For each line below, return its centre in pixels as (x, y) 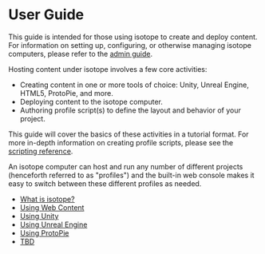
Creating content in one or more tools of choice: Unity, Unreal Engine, (134, 85)
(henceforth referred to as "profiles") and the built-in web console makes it (131, 175)
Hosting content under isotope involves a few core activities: (108, 69)
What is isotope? (47, 199)
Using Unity (39, 216)
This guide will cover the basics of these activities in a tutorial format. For (129, 134)
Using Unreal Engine (53, 224)
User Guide (46, 15)
